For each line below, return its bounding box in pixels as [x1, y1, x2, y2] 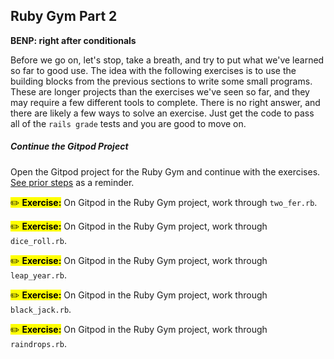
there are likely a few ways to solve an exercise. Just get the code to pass [10, 107, 315, 119]
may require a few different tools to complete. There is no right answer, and [10, 96, 321, 108]
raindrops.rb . [10, 337, 67, 349]
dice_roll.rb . [10, 234, 67, 246]
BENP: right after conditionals [10, 34, 137, 46]
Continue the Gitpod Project [10, 140, 129, 153]
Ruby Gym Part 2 [10, 8, 118, 25]
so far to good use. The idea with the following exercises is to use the [10, 64, 297, 76]
